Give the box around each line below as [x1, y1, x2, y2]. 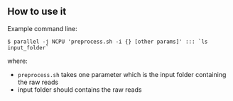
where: [7, 57, 28, 65]
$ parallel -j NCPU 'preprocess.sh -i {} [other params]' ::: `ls [7, 38, 208, 45]
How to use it [7, 6, 67, 18]
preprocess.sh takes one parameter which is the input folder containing [17, 70, 227, 78]
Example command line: [7, 24, 78, 32]
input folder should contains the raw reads [17, 85, 142, 94]
